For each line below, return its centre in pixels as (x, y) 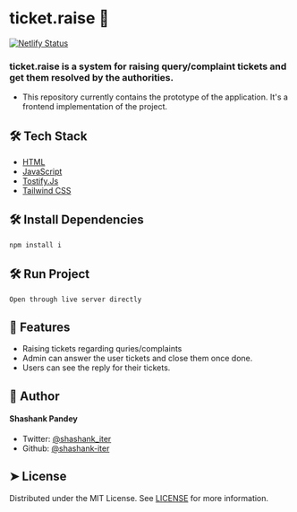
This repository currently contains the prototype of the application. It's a (155, 97)
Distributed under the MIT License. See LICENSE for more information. (139, 498)
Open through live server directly (76, 299)
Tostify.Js (40, 181)
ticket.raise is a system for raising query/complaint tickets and (148, 66)
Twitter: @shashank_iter (67, 438)
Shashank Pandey (43, 419)
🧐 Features (40, 327)
